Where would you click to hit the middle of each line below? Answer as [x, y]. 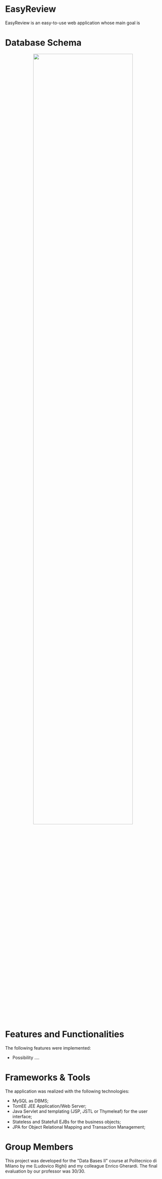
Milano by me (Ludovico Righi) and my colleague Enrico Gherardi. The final [81, 1166]
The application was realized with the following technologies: [67, 1091]
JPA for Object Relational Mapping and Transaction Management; [79, 1127]
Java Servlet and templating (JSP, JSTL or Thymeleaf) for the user [80, 1111]
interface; [22, 1116]
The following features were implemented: [48, 1048]
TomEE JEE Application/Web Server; [49, 1106]
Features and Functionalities [65, 1035]
